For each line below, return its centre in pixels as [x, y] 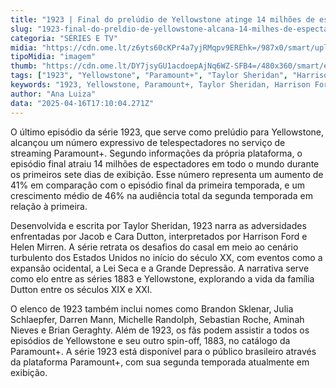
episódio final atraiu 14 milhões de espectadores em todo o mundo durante [165, 163]
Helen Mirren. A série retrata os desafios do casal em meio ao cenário [154, 247]
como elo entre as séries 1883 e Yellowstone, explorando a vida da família [162, 278]
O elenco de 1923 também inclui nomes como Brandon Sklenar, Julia [152, 308]
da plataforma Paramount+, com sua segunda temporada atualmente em [160, 362]
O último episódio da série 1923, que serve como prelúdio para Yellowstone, [167, 132]
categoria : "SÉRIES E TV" [64, 38]
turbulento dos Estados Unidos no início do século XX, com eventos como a [166, 257]
